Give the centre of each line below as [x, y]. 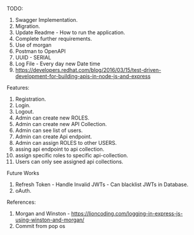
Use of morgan [33, 45]
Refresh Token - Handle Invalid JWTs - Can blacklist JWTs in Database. [102, 184]
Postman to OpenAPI [41, 51]
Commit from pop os [40, 226]
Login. [23, 105]
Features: [18, 87]
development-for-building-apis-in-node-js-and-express [83, 76]
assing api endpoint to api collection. [60, 149]
